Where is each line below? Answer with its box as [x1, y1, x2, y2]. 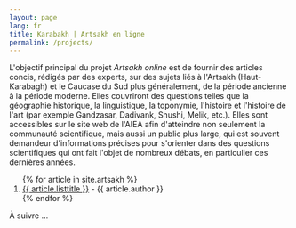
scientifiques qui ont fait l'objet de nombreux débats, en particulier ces [9, 148, 268, 159]
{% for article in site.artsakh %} [21, 175, 138, 185]
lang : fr [9, 21, 42, 30]
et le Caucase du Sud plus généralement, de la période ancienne [49, 81, 287, 92]
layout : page [9, 12, 58, 22]
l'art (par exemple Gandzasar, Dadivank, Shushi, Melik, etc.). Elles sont [9, 110, 268, 120]
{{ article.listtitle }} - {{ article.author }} [21, 183, 164, 194]
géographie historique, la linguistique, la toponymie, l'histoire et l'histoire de [9, 100, 286, 111]
